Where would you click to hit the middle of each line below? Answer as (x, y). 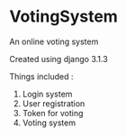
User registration (54, 103)
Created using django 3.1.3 (58, 59)
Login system (47, 94)
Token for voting (53, 113)
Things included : (41, 76)
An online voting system (54, 41)
